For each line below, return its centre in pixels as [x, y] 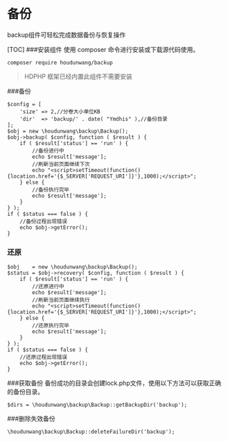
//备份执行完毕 [51, 189]
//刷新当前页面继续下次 [61, 164]
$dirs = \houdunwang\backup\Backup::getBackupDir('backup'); [97, 405]
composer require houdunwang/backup [60, 62]
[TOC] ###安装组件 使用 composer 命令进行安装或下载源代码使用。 [103, 49]
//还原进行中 [48, 287]
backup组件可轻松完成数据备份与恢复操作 [67, 35]
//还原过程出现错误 [44, 357]
